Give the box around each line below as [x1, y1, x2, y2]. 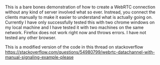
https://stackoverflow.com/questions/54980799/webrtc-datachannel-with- [5, 49, 155, 55]
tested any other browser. [5, 35, 57, 40]
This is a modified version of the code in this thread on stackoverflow [5, 44, 144, 50]
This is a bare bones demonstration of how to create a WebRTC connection [5, 4, 156, 10]
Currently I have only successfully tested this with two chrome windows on [5, 19, 155, 25]
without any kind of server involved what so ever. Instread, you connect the [5, 9, 156, 15]
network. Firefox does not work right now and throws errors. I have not [5, 30, 146, 35]
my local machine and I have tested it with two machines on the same [5, 25, 144, 30]
